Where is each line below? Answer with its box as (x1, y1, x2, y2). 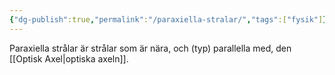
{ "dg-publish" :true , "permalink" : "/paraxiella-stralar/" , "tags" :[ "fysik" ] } (9, 14, 328, 25)
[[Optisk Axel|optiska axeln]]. (9, 52, 129, 65)
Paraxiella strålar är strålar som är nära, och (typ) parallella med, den (9, 42, 292, 54)
